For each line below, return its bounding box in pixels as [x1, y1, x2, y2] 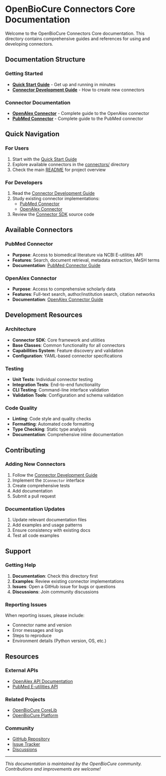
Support [5, 547, 31, 555]
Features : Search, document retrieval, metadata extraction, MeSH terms [12, 257, 160, 263]
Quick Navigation [5, 130, 60, 138]
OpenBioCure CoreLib [12, 707, 57, 713]
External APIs [5, 667, 39, 674]
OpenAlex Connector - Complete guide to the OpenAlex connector [12, 110, 150, 116]
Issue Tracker [12, 741, 41, 747]
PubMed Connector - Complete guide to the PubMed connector [12, 115, 144, 121]
